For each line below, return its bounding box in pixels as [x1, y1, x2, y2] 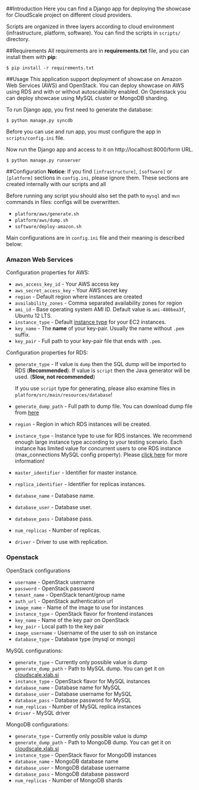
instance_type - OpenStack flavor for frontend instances [14, 610, 153, 617]
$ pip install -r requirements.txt [6, 65, 94, 71]
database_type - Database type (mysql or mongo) [14, 635, 135, 643]
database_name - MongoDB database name [14, 757, 119, 765]
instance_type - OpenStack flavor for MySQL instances [14, 677, 150, 684]
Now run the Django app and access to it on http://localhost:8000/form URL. [6, 146, 194, 153]
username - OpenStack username [14, 578, 95, 585]
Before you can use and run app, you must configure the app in [6, 128, 162, 135]
